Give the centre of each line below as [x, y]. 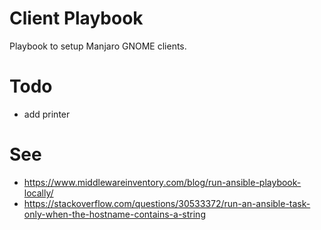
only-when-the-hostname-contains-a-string [114, 214]
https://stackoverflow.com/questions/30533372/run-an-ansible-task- [167, 203]
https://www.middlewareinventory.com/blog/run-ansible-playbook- [162, 182]
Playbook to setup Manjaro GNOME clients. [98, 46]
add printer [47, 114]
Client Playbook [76, 18]
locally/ [38, 193]
